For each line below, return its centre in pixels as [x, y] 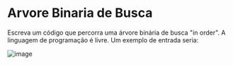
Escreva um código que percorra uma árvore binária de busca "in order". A [116, 32]
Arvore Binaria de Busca [80, 13]
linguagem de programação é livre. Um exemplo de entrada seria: [103, 40]
